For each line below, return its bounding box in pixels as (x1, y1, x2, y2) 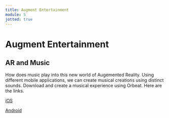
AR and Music (5, 58, 50, 67)
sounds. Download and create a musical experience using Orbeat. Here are (5, 83, 162, 89)
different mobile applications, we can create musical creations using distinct (5, 77, 164, 83)
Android (5, 107, 22, 113)
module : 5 (5, 12, 26, 17)
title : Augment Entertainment (5, 7, 69, 13)
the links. (5, 88, 24, 94)
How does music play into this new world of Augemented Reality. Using (5, 72, 154, 78)
